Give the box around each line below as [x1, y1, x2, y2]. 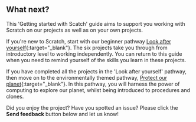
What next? [6, 5, 50, 15]
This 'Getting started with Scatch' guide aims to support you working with [6, 20, 185, 27]
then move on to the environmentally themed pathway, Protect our [6, 74, 167, 81]
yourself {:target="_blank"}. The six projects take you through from [6, 44, 168, 51]
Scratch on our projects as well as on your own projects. [6, 26, 143, 33]
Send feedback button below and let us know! [6, 110, 119, 117]
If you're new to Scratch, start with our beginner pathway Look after [6, 38, 171, 45]
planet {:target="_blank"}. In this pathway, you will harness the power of [6, 80, 180, 87]
